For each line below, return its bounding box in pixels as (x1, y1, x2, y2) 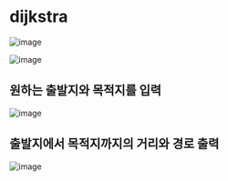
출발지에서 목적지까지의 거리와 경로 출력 (9, 136, 220, 152)
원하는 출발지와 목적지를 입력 (9, 83, 162, 98)
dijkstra (9, 6, 68, 27)
